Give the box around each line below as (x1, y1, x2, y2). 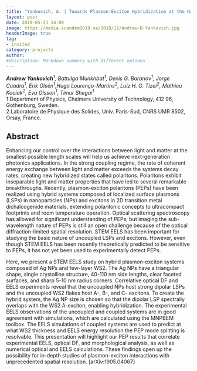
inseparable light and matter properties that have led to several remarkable (6, 178, 186, 185)
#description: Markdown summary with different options (6, 58, 145, 63)
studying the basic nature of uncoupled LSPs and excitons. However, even (6, 235, 186, 242)
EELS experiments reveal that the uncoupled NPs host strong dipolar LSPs (6, 283, 185, 290)
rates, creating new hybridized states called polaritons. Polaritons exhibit (6, 172, 182, 179)
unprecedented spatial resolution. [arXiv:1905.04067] (6, 358, 135, 365)
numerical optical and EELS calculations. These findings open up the (6, 346, 172, 353)
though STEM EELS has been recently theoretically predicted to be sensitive (6, 240, 190, 248)
